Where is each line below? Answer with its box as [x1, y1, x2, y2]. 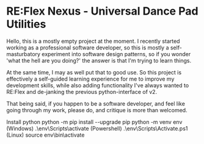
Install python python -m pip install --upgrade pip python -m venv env [6, 118, 183, 126]
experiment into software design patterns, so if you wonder [42, 50, 191, 57]
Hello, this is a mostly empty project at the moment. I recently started [6, 37, 180, 45]
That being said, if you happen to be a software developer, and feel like [6, 99, 185, 107]
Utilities [6, 17, 46, 31]
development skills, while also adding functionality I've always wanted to [6, 81, 189, 89]
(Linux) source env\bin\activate [6, 131, 85, 139]
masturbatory [6, 50, 41, 57]
